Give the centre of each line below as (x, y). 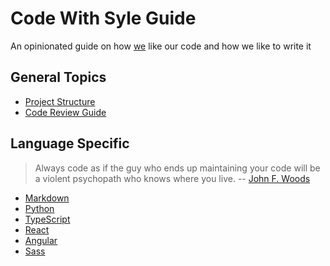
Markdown (47, 198)
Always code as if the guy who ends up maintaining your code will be (177, 168)
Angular (41, 240)
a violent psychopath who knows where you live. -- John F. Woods (172, 178)
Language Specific (70, 143)
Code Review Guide (65, 112)
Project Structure (60, 101)
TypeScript (47, 219)
